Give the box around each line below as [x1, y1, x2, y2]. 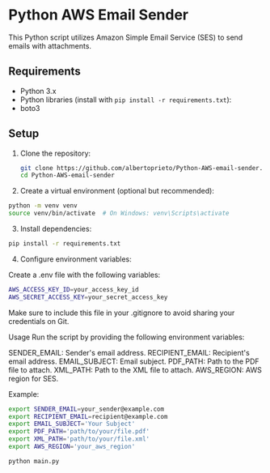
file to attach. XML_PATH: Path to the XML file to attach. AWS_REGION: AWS [8, 364, 263, 374]
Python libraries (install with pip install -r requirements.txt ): [19, 95, 232, 104]
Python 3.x [19, 86, 57, 96]
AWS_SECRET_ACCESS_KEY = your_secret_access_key [8, 293, 168, 301]
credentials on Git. [8, 316, 70, 326]
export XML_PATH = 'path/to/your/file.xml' [8, 435, 150, 443]
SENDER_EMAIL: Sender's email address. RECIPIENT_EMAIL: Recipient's [8, 347, 251, 357]
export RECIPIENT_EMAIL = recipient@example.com [8, 412, 168, 420]
